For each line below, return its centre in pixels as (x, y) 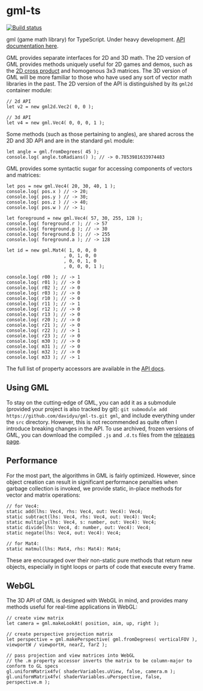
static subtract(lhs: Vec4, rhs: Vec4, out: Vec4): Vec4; (81, 517)
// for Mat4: (23, 543)
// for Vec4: (23, 506)
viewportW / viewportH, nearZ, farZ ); (57, 645)
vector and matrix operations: (43, 495)
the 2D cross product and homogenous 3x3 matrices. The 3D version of (97, 70)
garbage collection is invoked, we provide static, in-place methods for (94, 488)
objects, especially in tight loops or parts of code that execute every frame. (101, 566)
